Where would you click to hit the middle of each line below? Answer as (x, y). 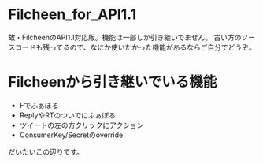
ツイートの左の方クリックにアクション (81, 125)
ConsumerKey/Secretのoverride (71, 135)
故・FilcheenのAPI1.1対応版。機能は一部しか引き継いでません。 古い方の (125, 37)
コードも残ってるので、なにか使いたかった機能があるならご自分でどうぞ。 (135, 47)
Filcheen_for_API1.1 (72, 15)
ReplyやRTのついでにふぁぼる (68, 115)
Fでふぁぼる (39, 105)
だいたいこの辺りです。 (46, 151)
